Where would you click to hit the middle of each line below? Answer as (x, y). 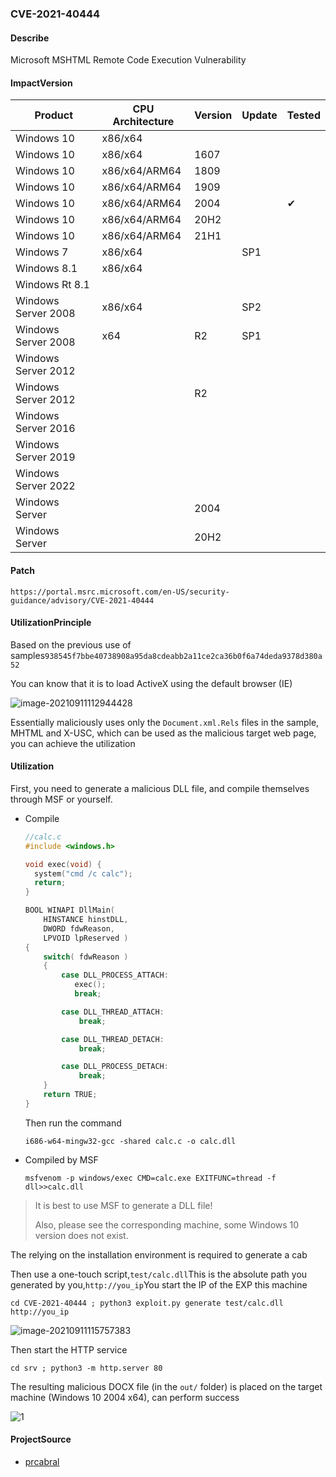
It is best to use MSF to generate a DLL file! (123, 1205)
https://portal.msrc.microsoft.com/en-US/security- (120, 592)
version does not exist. (81, 1235)
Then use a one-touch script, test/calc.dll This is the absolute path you (159, 1274)
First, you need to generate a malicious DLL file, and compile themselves (160, 788)
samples (28, 655)
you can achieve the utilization (73, 743)
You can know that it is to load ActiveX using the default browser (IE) (151, 683)
